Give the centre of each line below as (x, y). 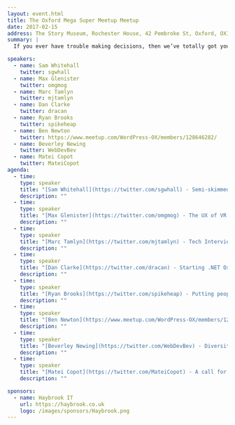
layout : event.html (36, 14)
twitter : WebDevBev (48, 150)
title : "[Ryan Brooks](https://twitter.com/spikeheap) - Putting (117, 294)
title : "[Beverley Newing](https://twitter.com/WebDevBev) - (111, 346)
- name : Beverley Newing (50, 144)
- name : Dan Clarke (42, 105)
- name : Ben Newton (42, 130)
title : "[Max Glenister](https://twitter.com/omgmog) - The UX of (119, 216)
